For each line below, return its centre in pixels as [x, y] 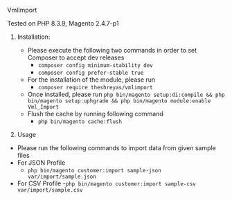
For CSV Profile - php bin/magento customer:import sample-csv [106, 183]
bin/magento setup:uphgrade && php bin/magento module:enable [119, 101]
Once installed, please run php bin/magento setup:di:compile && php [126, 94]
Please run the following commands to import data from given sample [116, 148]
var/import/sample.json [62, 176]
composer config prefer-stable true [91, 73]
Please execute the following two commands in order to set [112, 50]
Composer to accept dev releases [76, 57]
